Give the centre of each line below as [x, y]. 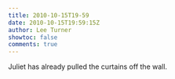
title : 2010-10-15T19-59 [49, 15]
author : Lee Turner [40, 30]
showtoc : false [33, 37]
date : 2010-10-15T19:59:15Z [54, 23]
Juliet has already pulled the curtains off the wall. [87, 66]
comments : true [33, 45]
